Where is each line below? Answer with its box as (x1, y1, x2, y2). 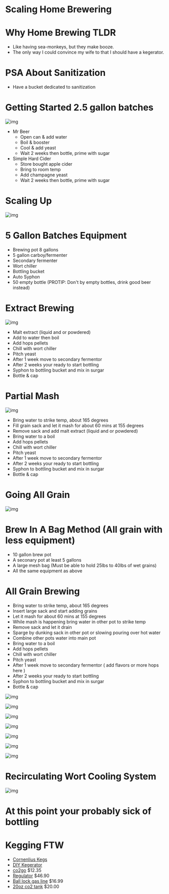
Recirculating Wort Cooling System (5, 771, 156, 782)
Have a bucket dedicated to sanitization (12, 84, 95, 90)
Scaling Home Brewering (5, 4, 112, 15)
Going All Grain (5, 489, 70, 501)
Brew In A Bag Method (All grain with (5, 523, 163, 535)
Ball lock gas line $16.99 (12, 878, 63, 884)
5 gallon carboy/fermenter (12, 252, 67, 258)
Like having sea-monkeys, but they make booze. (12, 44, 114, 50)
